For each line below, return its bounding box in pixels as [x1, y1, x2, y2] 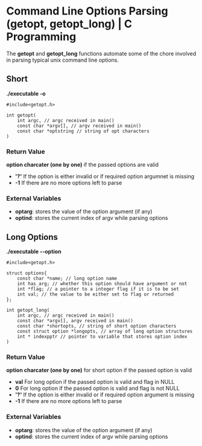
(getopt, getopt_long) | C [6, 17, 133, 31]
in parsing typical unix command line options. [6, 56, 119, 63]
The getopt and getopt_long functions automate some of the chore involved [6, 50, 197, 57]
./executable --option [6, 248, 62, 255]
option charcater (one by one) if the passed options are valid [6, 161, 159, 169]
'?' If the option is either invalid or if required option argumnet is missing [14, 173, 195, 180]
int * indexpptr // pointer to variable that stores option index [17, 334, 188, 340]
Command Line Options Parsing [6, 4, 168, 18]
